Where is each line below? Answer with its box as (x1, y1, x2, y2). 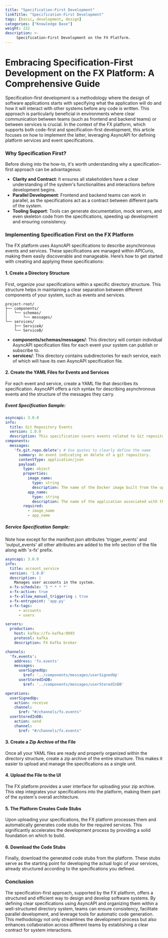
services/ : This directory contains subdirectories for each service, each (12, 353, 161, 359)
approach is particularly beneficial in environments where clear (5, 111, 135, 117)
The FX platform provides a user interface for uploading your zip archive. (5, 783, 155, 789)
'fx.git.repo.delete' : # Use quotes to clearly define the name (14, 448, 151, 453)
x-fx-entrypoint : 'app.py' (9, 598, 66, 603)
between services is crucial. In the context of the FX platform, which (5, 121, 146, 127)
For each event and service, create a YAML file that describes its (5, 380, 138, 386)
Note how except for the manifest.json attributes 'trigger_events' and (5, 536, 147, 542)
